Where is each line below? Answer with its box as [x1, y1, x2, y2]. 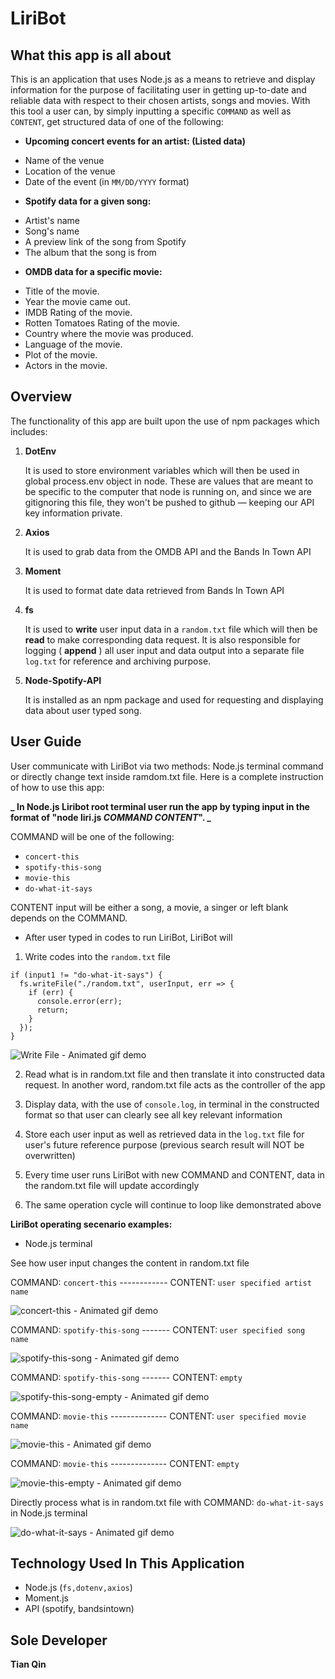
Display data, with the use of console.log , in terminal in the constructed [24, 1098, 320, 1110]
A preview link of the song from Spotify [24, 236, 187, 247]
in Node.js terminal [10, 1507, 88, 1519]
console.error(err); [36, 996, 123, 1006]
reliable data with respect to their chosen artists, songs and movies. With [10, 95, 311, 106]
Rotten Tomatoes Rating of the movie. [24, 317, 181, 329]
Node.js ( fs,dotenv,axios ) [24, 1582, 133, 1594]
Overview [10, 388, 73, 406]
